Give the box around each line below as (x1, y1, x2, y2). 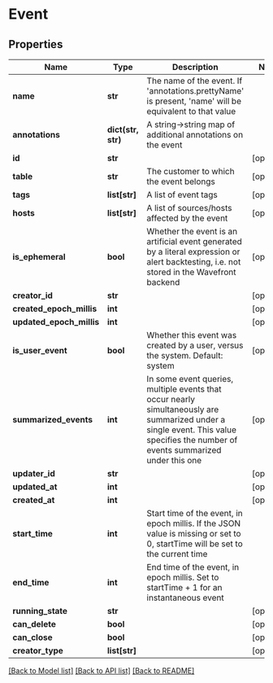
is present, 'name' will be (146, 95, 242, 107)
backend (146, 277, 180, 287)
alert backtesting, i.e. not (146, 256, 241, 267)
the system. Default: (146, 350, 223, 361)
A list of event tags (146, 189, 218, 200)
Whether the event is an (146, 225, 238, 237)
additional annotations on (146, 129, 244, 140)
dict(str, (106, 124, 140, 135)
